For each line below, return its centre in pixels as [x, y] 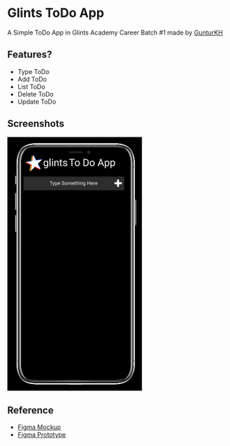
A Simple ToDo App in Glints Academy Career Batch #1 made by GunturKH [115, 32]
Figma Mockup [39, 427]
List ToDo [31, 87]
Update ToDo [37, 101]
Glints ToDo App [56, 13]
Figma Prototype [41, 435]
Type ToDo [33, 71]
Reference [31, 410]
